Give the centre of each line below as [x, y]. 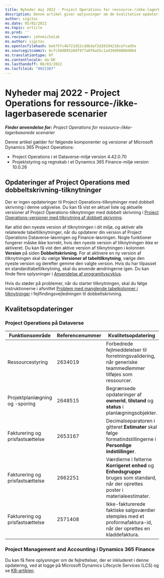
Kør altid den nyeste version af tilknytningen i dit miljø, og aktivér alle [74, 227]
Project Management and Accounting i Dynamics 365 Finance [80, 550]
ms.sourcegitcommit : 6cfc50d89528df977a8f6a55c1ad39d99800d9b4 [71, 50]
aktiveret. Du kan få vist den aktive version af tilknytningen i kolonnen [75, 248]
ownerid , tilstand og [130, 401]
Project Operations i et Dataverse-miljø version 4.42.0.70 [69, 157]
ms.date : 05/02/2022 [26, 23]
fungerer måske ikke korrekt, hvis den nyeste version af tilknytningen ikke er [82, 242]
